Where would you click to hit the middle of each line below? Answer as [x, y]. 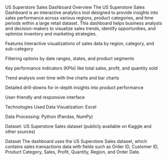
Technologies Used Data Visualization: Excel [51, 107]
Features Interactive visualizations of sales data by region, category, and [80, 43]
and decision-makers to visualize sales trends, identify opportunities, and [81, 28]
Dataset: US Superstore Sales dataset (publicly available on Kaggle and [79, 126]
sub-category [19, 49]
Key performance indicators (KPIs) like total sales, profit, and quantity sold [82, 68]
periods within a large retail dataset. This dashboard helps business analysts [84, 23]
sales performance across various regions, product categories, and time [79, 18]
